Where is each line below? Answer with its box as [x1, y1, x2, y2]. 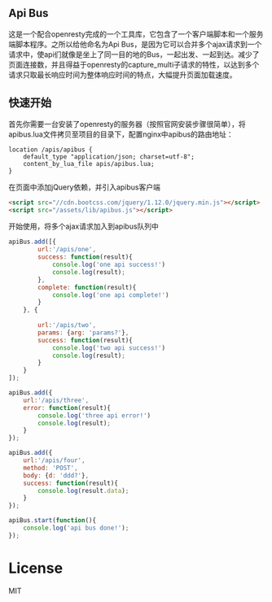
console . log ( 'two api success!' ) [51, 343, 165, 352]
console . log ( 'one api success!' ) [51, 260, 165, 268]
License [8, 559, 64, 577]
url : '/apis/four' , [23, 456, 86, 465]
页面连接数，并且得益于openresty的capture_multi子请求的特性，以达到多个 [8, 59, 260, 69]
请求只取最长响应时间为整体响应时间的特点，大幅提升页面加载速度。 [8, 69, 237, 80]
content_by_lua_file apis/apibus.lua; [23, 159, 155, 168]
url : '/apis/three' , [23, 396, 90, 404]
